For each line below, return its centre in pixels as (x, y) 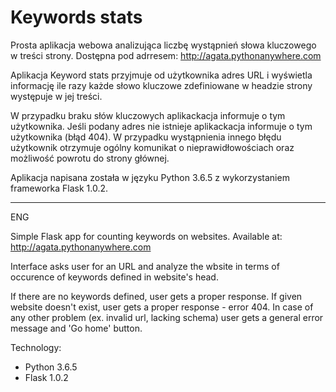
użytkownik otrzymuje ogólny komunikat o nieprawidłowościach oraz (152, 147)
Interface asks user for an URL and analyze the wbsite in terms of (145, 266)
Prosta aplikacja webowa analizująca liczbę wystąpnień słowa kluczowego (163, 45)
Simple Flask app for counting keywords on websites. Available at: (146, 236)
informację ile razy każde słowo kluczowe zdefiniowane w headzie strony (161, 85)
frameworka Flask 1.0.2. (59, 188)
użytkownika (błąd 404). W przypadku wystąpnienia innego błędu (146, 137)
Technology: (36, 347)
